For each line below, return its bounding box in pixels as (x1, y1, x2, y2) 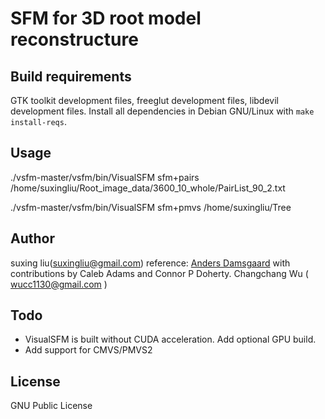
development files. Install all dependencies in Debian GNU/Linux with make (10, 105, 315, 117)
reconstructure (10, 28, 139, 51)
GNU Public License (10, 400, 93, 412)
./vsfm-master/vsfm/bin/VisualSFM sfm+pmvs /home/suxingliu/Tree (10, 201, 292, 213)
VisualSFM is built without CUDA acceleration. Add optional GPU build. (24, 333, 317, 346)
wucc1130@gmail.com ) (10, 278, 108, 290)
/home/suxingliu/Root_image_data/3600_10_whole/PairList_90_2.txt (10, 182, 286, 194)
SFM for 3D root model (10, 7, 202, 30)
